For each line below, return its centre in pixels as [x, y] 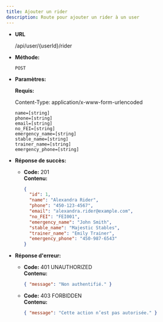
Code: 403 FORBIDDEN [53, 296]
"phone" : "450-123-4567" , [61, 206]
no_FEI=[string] [35, 128]
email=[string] [34, 123]
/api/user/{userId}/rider [43, 46]
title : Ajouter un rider [37, 12]
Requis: [24, 90]
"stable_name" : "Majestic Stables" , [74, 228]
